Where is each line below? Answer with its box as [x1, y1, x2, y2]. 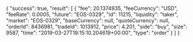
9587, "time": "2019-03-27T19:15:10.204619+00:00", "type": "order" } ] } [6, 29, 180, 36]
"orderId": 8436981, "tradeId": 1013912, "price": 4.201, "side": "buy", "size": [6, 23, 188, 30]
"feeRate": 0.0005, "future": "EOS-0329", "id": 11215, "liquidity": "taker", [6, 11, 178, 18]
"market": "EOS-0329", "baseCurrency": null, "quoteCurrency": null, [6, 17, 170, 24]
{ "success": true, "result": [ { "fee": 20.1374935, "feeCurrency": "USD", [6, 5, 178, 12]
